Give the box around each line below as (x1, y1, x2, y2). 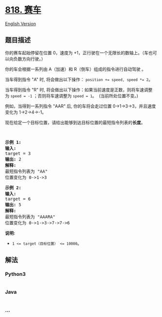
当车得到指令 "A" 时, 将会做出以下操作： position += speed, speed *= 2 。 (5, 76, 153, 82)
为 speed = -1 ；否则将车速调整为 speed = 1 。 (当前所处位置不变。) (5, 93, 138, 98)
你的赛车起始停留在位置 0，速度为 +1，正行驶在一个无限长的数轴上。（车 (5, 49, 149, 56)
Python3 (5, 271, 26, 278)
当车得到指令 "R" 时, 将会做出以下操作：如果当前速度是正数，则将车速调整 (5, 87, 153, 93)
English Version (5, 20, 36, 27)
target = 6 (5, 196, 31, 202)
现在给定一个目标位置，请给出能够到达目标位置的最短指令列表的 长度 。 (5, 119, 146, 125)
